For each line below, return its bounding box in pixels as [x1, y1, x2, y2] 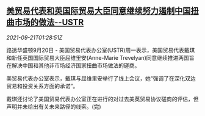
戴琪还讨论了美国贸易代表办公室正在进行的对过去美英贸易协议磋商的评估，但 [6, 95, 199, 103]
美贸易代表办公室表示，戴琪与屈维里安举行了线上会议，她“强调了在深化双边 [6, 74, 196, 82]
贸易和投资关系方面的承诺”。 [6, 82, 79, 90]
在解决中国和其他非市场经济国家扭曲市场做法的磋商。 [6, 62, 140, 69]
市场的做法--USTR [14, 17, 84, 27]
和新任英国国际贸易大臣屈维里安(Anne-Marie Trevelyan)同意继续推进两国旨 [6, 54, 195, 61]
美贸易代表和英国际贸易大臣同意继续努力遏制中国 [6, 5, 191, 16]
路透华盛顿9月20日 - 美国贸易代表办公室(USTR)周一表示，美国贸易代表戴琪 [6, 46, 195, 54]
